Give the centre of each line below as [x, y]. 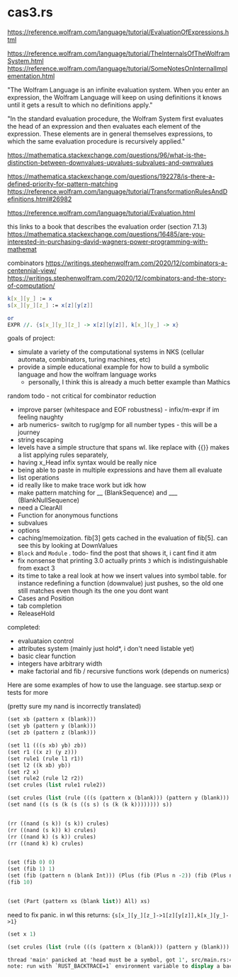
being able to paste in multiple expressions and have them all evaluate [120, 470]
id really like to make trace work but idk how [82, 485]
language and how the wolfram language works [87, 374]
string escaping [40, 440]
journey [29, 432]
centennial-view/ [32, 270]
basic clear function [47, 656]
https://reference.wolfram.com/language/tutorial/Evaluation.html [102, 212]
